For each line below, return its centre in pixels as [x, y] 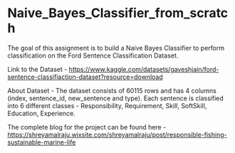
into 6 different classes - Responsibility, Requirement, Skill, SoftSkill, [107, 105]
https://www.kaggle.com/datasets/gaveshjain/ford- [144, 69]
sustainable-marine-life [42, 142]
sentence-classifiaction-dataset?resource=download [85, 77]
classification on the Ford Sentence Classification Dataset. [93, 56]
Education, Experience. [42, 113]
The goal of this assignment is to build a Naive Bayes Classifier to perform [116, 48]
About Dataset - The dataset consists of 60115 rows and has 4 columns [112, 90]
